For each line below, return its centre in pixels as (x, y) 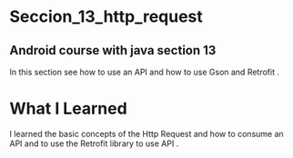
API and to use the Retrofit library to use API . (94, 143)
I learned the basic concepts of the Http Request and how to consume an (146, 133)
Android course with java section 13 (113, 50)
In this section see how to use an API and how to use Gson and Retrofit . (145, 72)
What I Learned (68, 109)
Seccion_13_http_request (106, 17)
